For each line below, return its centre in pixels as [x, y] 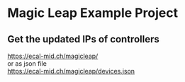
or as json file [27, 64]
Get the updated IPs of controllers [83, 39]
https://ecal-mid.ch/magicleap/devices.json [71, 71]
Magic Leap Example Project [93, 13]
